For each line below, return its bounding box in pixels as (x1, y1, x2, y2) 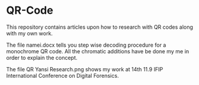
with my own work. (6, 29, 53, 37)
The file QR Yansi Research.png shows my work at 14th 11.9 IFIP (6, 65, 163, 72)
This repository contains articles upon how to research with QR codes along (6, 23, 193, 31)
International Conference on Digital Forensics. (6, 72, 120, 79)
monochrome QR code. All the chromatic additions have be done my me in (6, 47, 189, 54)
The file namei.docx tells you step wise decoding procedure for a (6, 41, 166, 48)
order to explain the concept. (6, 54, 78, 61)
